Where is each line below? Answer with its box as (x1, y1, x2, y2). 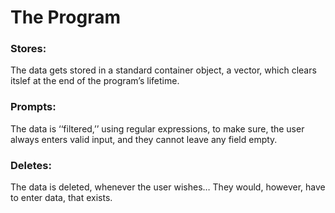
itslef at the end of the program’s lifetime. (10, 75, 180, 87)
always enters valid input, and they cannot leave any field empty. (10, 133, 278, 145)
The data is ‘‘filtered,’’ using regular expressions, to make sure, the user (10, 122, 305, 135)
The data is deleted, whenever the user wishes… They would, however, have (10, 181, 326, 193)
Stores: (10, 42, 47, 56)
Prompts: (10, 100, 57, 114)
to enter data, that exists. (10, 192, 113, 204)
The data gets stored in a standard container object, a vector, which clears (10, 64, 317, 76)
